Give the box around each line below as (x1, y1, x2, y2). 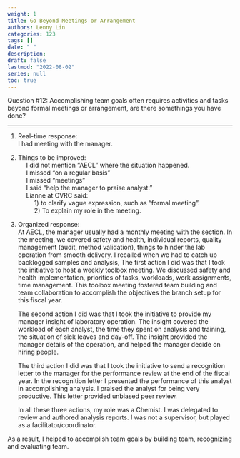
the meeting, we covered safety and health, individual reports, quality (17, 235, 222, 244)
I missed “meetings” (26, 176, 86, 185)
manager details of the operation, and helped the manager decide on (17, 340, 221, 349)
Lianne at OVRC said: (26, 191, 89, 200)
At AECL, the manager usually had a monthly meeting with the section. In (17, 228, 233, 236)
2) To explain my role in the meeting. (34, 206, 141, 215)
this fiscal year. (17, 296, 63, 305)
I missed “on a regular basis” (26, 168, 111, 177)
